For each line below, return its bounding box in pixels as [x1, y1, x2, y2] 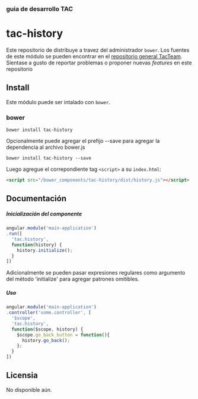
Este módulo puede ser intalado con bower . [6, 98, 111, 105]
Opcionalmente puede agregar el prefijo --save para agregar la [6, 137, 160, 144]
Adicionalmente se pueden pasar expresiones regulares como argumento [6, 269, 186, 276]
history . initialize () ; [17, 247, 73, 253]
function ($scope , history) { [11, 326, 84, 332]
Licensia [6, 370, 39, 381]
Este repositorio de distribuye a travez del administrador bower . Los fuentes [6, 46, 190, 54]
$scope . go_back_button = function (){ [17, 332, 110, 338]
